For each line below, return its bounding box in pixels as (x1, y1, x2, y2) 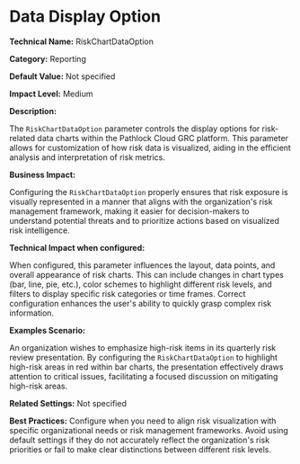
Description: (9, 105, 57, 116)
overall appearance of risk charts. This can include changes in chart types (9, 269, 285, 280)
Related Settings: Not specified (9, 397, 128, 408)
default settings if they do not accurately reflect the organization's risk (9, 434, 270, 445)
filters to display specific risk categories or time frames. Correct (9, 288, 246, 299)
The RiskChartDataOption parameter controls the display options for (9, 123, 260, 134)
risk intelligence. (9, 225, 70, 236)
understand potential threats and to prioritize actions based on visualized (9, 215, 280, 226)
